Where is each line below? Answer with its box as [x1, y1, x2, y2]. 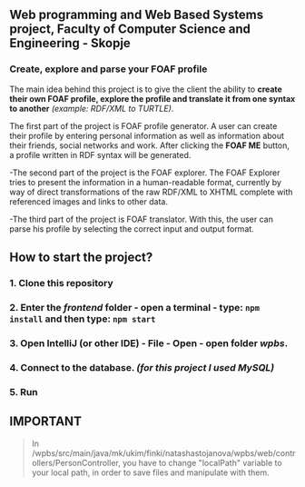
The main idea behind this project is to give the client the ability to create [9, 84, 283, 94]
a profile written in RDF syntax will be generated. [9, 149, 192, 160]
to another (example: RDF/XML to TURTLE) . [9, 103, 174, 114]
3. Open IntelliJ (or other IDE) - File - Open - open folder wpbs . [9, 336, 289, 349]
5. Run [9, 385, 38, 398]
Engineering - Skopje [9, 35, 132, 51]
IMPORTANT [9, 413, 82, 430]
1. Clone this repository [9, 277, 113, 289]
